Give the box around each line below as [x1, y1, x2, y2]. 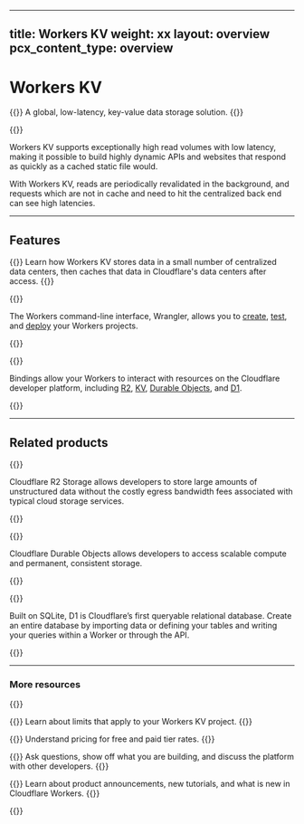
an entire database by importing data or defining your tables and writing [9, 620, 278, 630]
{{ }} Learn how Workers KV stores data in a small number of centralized [9, 257, 278, 268]
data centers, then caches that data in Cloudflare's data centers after [9, 266, 267, 277]
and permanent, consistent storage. [9, 557, 143, 568]
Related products [9, 435, 109, 450]
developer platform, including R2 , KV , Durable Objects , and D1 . [9, 383, 242, 393]
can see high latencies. [9, 198, 96, 209]
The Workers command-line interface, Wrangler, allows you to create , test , [9, 311, 288, 322]
